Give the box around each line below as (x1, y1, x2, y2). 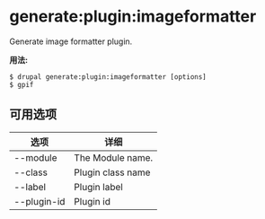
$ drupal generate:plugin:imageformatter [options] (9, 72, 207, 82)
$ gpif (9, 80, 34, 89)
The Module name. (74, 151, 154, 163)
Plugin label (74, 180, 123, 193)
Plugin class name (74, 166, 151, 179)
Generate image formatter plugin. (9, 36, 133, 47)
